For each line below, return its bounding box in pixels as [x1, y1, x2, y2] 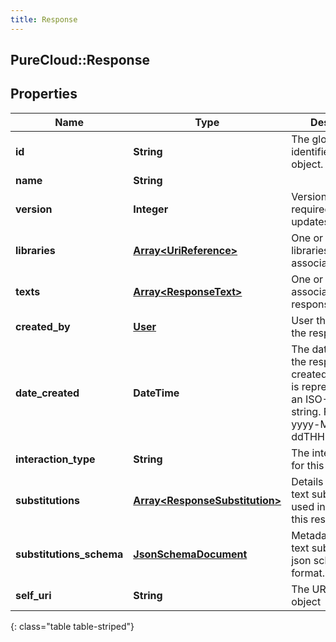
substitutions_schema [15, 547, 124, 561]
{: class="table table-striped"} [10, 620, 135, 632]
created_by [15, 319, 71, 333]
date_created [15, 386, 80, 400]
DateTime [133, 386, 180, 400]
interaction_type [15, 452, 96, 466]
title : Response [10, 14, 78, 25]
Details [291, 474, 324, 488]
